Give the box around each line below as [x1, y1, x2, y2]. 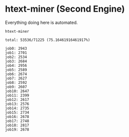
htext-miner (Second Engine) [5, 3, 125, 15]
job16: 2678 [5, 114, 29, 119]
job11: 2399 [5, 93, 29, 98]
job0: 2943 [5, 46, 27, 51]
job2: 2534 [5, 55, 27, 59]
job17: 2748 [5, 118, 29, 123]
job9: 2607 [5, 84, 27, 89]
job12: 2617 [5, 97, 29, 102]
